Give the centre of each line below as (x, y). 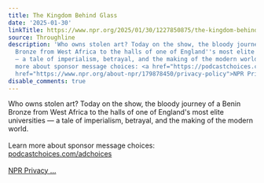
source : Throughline (42, 37)
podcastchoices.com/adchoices (60, 153)
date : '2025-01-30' (40, 23)
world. (18, 128)
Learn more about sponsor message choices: (82, 145)
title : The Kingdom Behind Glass (63, 15)
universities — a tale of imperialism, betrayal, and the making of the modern (131, 120)
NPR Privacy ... (32, 170)
